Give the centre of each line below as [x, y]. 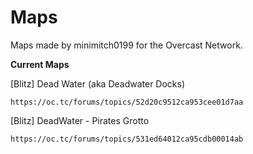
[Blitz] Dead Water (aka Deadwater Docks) [98, 83]
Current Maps [40, 64]
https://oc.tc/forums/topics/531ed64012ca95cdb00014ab [127, 139]
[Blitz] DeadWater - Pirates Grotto [80, 120]
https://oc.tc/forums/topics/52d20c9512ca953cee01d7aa [127, 102]
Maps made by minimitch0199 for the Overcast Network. [126, 45]
